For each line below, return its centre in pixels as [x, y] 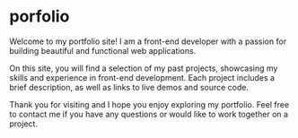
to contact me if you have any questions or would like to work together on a [149, 114]
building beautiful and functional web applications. [103, 50]
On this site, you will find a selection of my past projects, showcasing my [144, 68]
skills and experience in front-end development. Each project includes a [142, 77]
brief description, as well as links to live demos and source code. [129, 87]
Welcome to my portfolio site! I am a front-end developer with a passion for [148, 41]
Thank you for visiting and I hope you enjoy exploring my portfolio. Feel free [149, 104]
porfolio [39, 17]
